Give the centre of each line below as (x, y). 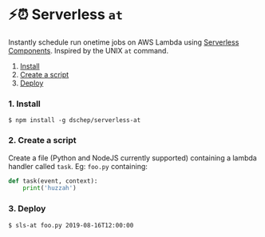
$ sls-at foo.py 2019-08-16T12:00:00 (71, 225)
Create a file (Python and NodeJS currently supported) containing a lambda (132, 158)
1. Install (25, 104)
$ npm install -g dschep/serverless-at (75, 120)
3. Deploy (27, 209)
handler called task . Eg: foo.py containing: (78, 166)
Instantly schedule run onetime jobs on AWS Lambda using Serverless (124, 42)
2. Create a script (42, 140)
